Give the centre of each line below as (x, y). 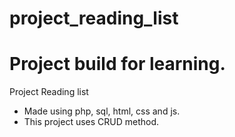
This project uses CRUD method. (91, 122)
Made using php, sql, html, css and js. (102, 111)
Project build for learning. (117, 64)
